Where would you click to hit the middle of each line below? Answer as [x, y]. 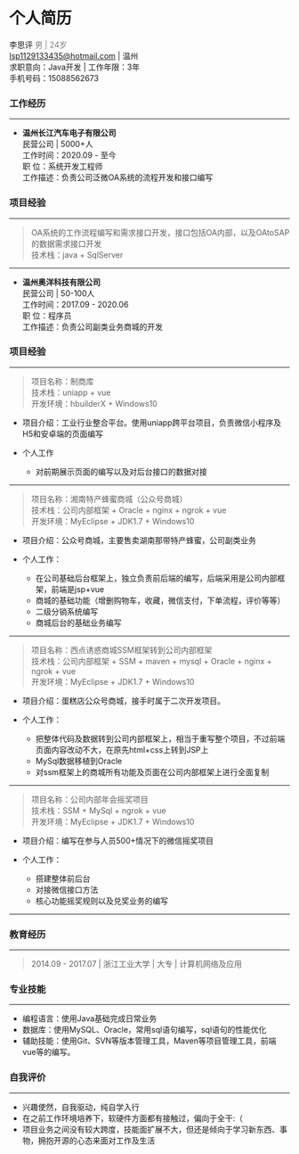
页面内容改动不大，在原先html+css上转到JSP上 [122, 749]
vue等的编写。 [48, 1052]
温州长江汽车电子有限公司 [69, 133]
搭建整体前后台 [63, 878]
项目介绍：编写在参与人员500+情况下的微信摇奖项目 [118, 840]
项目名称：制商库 [62, 381]
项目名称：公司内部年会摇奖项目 [89, 799]
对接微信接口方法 [67, 889]
